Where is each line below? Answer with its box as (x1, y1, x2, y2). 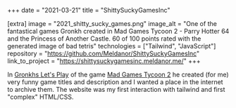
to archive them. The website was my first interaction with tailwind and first (7, 86, 225, 93)
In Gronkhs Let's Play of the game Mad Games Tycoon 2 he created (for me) (7, 70, 229, 79)
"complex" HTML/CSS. (7, 93, 74, 101)
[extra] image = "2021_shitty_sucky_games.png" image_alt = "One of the (7, 20, 217, 27)
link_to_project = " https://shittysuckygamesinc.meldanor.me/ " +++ (7, 57, 201, 65)
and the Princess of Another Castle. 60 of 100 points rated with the (7, 34, 201, 43)
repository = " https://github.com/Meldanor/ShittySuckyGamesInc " (7, 49, 200, 58)
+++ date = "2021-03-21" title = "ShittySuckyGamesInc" (7, 6, 170, 14)
